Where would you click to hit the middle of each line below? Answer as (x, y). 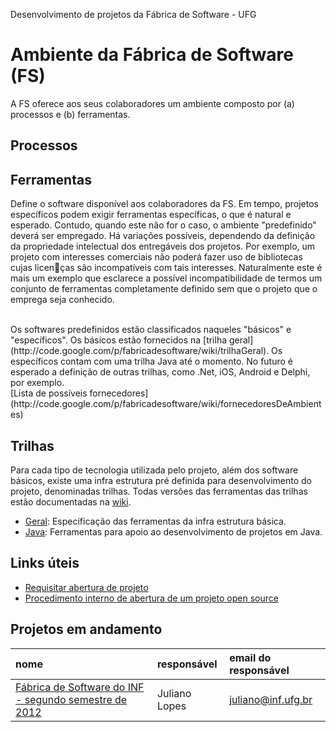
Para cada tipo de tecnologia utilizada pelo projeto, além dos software (154, 470)
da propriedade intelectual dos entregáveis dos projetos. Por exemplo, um (163, 246)
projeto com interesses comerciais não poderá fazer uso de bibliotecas (156, 257)
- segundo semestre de (71, 699)
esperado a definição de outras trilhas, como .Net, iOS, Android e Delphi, (160, 372)
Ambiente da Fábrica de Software (152, 55)
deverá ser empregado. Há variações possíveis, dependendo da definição (163, 236)
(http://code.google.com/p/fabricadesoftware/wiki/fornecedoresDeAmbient (166, 404)
